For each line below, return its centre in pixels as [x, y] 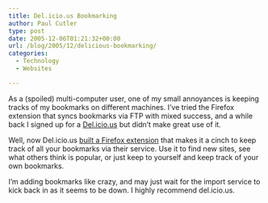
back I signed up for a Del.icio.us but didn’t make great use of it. [115, 124]
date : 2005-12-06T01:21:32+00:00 [65, 38]
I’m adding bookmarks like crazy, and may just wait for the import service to [134, 181]
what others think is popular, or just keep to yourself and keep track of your [134, 157]
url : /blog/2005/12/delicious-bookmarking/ [83, 46]
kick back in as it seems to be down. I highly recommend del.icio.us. [122, 190]
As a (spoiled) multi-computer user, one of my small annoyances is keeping [134, 99]
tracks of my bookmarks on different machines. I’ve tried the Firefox [121, 107]
